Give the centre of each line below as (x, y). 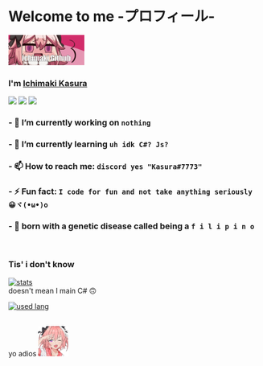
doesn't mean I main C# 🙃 (53, 290)
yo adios (23, 353)
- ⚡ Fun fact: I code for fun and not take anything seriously (131, 191)
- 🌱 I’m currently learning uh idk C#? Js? (88, 144)
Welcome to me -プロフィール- (112, 16)
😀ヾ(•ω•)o (28, 205)
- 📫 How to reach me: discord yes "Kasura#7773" (105, 166)
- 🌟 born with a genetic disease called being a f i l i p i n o (131, 226)
